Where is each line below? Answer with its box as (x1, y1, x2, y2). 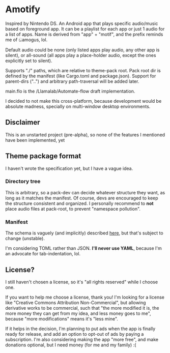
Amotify (5, 4, 41, 15)
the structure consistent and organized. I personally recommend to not (5, 200, 154, 207)
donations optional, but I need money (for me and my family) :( (5, 342, 136, 348)
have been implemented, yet (5, 137, 65, 143)
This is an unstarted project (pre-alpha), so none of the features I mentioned (5, 131, 165, 138)
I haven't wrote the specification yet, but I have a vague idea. (5, 165, 133, 171)
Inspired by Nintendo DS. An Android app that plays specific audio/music (5, 20, 158, 26)
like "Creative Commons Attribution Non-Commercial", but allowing (5, 299, 146, 306)
